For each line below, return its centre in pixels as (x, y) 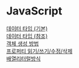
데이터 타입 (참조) (27, 36)
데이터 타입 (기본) (27, 28)
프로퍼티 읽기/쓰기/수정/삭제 (39, 51)
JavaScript (34, 11)
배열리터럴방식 (24, 58)
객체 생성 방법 (23, 43)
